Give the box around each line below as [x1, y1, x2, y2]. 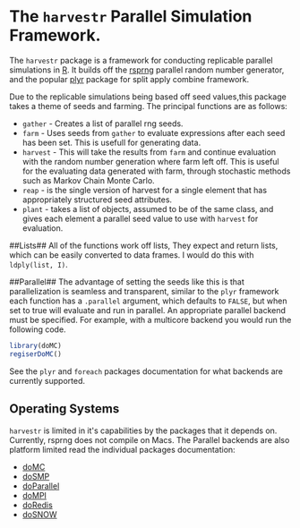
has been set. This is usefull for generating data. [21, 137, 201, 148]
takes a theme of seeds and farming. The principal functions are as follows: [9, 100, 288, 111]
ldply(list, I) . [9, 259, 69, 269]
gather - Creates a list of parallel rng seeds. [21, 118, 184, 129]
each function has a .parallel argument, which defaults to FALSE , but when [9, 295, 287, 306]
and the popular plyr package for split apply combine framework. [9, 73, 249, 84]
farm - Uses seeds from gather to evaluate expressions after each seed [21, 127, 286, 138]
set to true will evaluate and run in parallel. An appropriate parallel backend [9, 304, 287, 315]
